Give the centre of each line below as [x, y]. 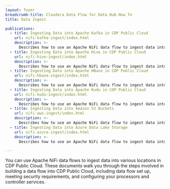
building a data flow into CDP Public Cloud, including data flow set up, [78, 171]
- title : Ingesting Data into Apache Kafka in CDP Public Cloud [79, 33]
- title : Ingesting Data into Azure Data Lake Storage [69, 127]
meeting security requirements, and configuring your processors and [77, 177]
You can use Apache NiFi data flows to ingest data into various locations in [83, 161]
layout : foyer [20, 10]
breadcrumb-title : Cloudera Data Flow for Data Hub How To [69, 15]
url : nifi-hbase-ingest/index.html [52, 76]
